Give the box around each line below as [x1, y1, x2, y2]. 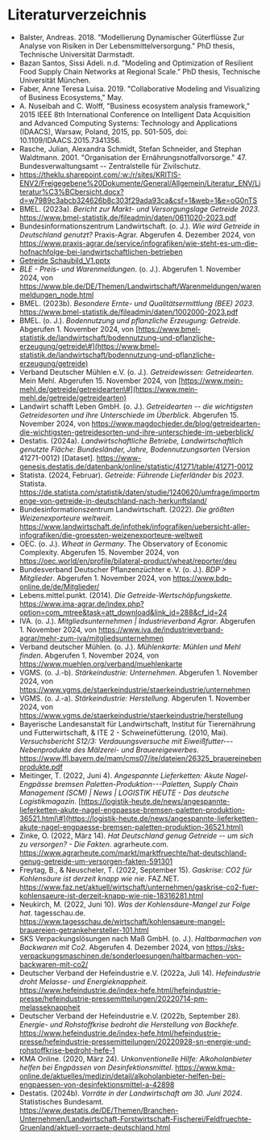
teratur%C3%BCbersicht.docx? [19, 187, 124, 196]
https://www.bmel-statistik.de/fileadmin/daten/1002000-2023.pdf [19, 307, 239, 317]
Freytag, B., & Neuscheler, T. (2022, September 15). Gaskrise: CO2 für [19, 864, 252, 874]
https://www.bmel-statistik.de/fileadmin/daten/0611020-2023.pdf [19, 212, 237, 222]
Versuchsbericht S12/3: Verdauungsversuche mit [19, 736, 182, 746]
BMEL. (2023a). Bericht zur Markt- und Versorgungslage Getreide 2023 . [19, 204, 260, 213]
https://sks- [206, 942, 245, 952]
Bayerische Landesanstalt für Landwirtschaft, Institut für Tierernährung [19, 719, 255, 729]
